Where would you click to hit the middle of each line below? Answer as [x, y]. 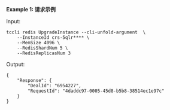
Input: [13, 21]
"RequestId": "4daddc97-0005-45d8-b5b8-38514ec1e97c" [96, 91]
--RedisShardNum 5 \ [42, 48]
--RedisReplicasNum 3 [44, 53]
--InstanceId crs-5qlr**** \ [53, 38]
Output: [16, 64]
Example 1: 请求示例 [31, 9]
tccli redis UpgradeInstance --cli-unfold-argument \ [76, 32]
